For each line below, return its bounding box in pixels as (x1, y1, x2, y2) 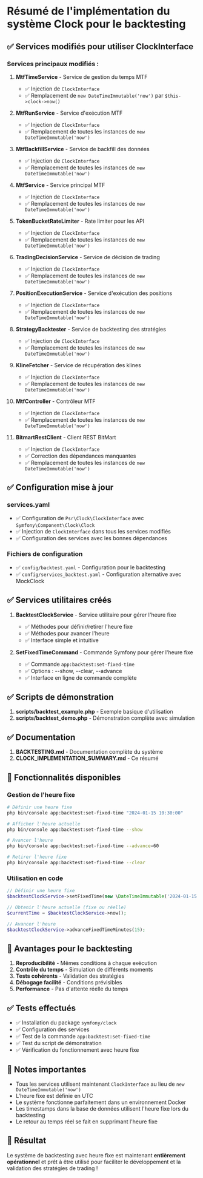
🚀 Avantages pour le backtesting (7, 943, 133, 953)
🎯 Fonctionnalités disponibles (7, 772, 121, 782)
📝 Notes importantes (7, 1064, 87, 1075)
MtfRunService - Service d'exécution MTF (15, 109, 123, 117)
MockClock (15, 577, 45, 584)
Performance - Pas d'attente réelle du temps (15, 985, 128, 993)
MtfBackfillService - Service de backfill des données (15, 145, 150, 152)
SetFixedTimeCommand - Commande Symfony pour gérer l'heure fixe (15, 648, 193, 656)
